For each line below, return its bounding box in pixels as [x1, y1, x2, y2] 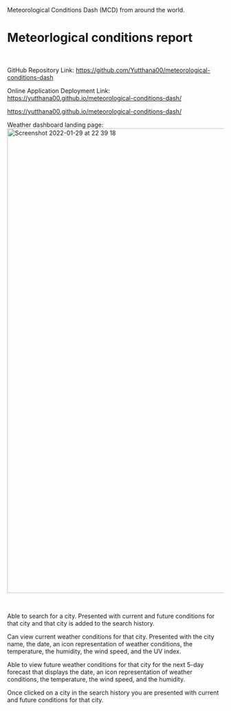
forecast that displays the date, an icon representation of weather [7, 668, 192, 676]
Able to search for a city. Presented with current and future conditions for [7, 612, 215, 620]
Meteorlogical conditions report [7, 30, 193, 45]
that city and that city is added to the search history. [7, 619, 155, 627]
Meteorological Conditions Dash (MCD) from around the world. [7, 6, 186, 14]
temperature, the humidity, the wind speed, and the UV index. [7, 647, 181, 655]
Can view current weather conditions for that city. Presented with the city [7, 633, 214, 641]
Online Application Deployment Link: [7, 86, 111, 95]
